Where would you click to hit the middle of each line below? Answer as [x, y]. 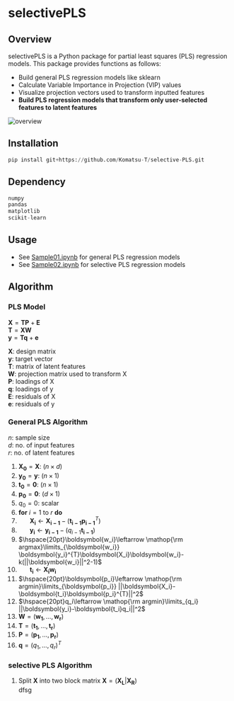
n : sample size [29, 438]
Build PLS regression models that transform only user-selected [113, 100]
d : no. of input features [41, 445]
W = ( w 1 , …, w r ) [41, 617]
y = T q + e [23, 337]
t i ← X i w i [43, 570]
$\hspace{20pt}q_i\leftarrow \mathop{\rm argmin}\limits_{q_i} [108, 601]
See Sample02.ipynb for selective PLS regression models [102, 264]
